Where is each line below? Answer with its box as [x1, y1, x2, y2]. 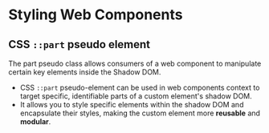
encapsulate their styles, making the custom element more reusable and [19, 108, 261, 118]
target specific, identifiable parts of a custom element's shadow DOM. [19, 91, 253, 101]
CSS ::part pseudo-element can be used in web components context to [19, 83, 260, 92]
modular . [19, 117, 51, 126]
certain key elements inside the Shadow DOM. [8, 67, 161, 77]
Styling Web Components [8, 6, 183, 24]
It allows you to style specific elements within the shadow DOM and [19, 100, 244, 109]
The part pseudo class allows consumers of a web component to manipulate [8, 58, 262, 68]
